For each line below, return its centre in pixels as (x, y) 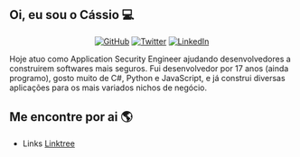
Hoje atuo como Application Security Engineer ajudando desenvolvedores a (150, 59)
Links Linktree (48, 143)
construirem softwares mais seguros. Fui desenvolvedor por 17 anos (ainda (149, 68)
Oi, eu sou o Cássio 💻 (72, 15)
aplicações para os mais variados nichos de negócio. (108, 88)
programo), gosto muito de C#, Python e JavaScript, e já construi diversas (148, 78)
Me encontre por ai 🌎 (71, 117)
